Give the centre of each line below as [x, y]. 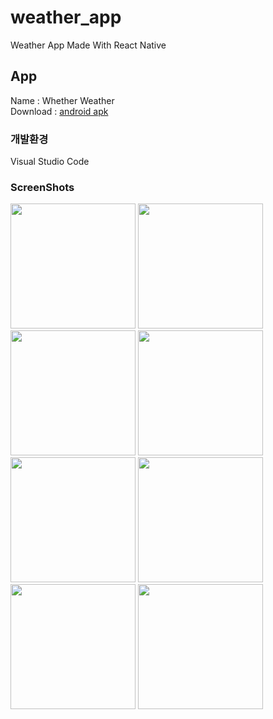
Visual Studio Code [50, 162]
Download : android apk [59, 111]
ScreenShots [42, 187]
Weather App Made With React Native [88, 45]
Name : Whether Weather [62, 100]
